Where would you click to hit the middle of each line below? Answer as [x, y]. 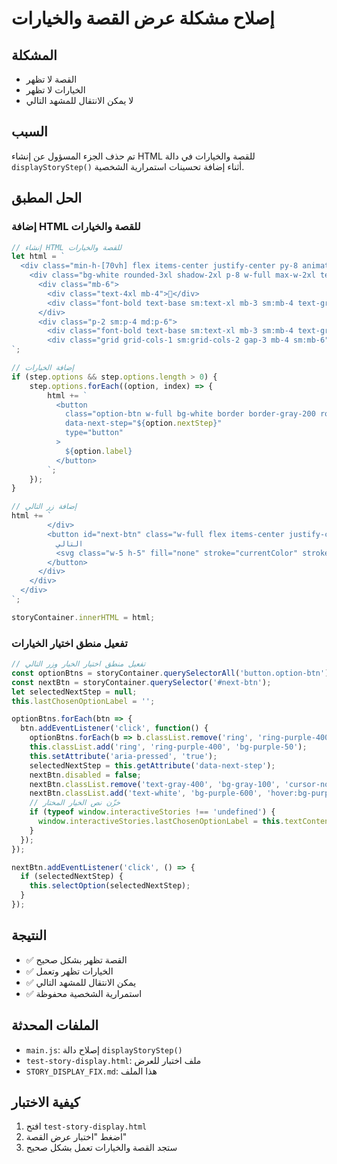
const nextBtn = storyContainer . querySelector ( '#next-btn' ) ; [141, 682]
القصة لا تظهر [51, 79]
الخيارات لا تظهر [55, 90]
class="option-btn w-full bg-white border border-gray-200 [190, 414]
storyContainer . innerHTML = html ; [83, 617]
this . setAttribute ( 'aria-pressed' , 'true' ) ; [123, 756]
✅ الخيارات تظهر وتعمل [69, 971]
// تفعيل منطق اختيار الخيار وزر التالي [78, 664]
